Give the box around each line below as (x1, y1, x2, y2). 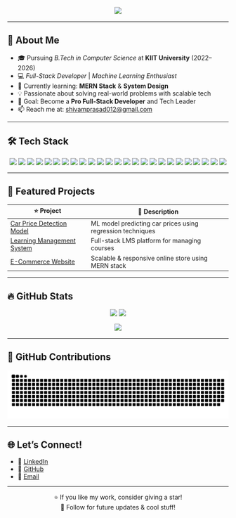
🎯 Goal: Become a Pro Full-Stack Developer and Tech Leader (17, 97, 197, 105)
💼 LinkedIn (17, 458, 48, 466)
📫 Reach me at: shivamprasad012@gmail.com (17, 105, 153, 113)
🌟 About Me (7, 34, 60, 46)
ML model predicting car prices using (91, 219, 199, 228)
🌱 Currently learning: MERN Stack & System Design (17, 82, 169, 90)
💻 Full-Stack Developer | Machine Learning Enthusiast (17, 71, 177, 80)
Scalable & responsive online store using (91, 254, 209, 262)
